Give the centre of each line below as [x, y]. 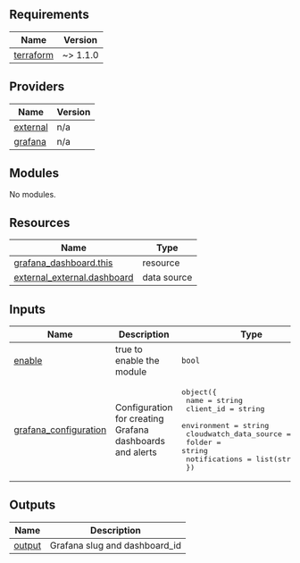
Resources [40, 223]
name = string [215, 401]
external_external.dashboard [74, 278]
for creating [139, 419]
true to [129, 349]
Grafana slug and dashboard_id [115, 545]
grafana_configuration [60, 430]
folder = [204, 443]
